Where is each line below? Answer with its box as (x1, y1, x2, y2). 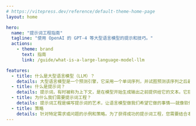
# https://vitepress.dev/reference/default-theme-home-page (6, 8, 156, 15)
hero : (6, 24, 19, 30)
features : (6, 68, 30, 73)
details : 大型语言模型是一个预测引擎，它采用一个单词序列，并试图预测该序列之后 (16, 78, 188, 85)
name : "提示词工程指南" (11, 30, 63, 36)
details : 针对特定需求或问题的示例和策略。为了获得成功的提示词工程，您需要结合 (16, 111, 188, 117)
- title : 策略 (11, 106, 44, 111)
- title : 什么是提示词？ (11, 84, 66, 90)
